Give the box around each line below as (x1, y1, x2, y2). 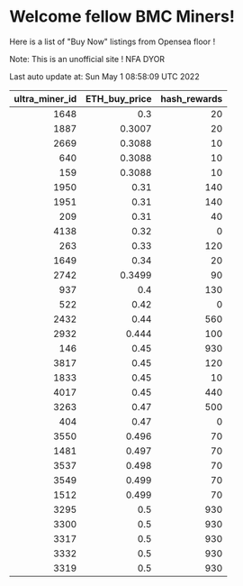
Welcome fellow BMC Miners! (9, 6, 236, 27)
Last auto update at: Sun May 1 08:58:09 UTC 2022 (9, 70, 200, 82)
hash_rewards (160, 92, 223, 105)
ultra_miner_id (13, 92, 77, 105)
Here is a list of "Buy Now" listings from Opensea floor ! (9, 36, 216, 47)
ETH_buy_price (85, 92, 152, 105)
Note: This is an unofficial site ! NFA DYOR (9, 53, 165, 64)
